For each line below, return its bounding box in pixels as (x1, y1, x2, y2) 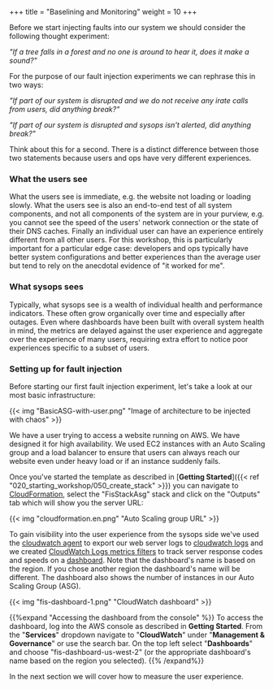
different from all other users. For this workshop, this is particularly (9, 235, 232, 245)
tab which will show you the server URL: (9, 497, 144, 507)
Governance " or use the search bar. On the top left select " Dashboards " (9, 638, 253, 648)
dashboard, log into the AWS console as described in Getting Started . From (9, 621, 263, 630)
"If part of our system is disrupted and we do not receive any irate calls (9, 96, 249, 105)
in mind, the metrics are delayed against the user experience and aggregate (9, 325, 263, 336)
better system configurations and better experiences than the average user (9, 252, 261, 262)
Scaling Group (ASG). (9, 581, 81, 591)
